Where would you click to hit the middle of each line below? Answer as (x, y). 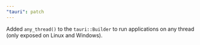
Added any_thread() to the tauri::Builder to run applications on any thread (100, 29)
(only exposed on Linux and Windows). (55, 35)
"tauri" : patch (25, 12)
